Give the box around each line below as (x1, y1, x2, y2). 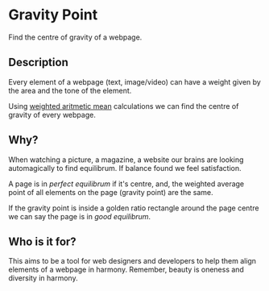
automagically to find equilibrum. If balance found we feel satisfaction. (8, 163, 242, 173)
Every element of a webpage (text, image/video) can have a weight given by (8, 77, 262, 86)
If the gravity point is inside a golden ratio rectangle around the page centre (8, 203, 259, 213)
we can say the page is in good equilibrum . (8, 211, 151, 221)
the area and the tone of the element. (8, 85, 132, 95)
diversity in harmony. (8, 273, 78, 283)
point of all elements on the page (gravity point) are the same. (8, 187, 213, 197)
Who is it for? (8, 235, 77, 248)
